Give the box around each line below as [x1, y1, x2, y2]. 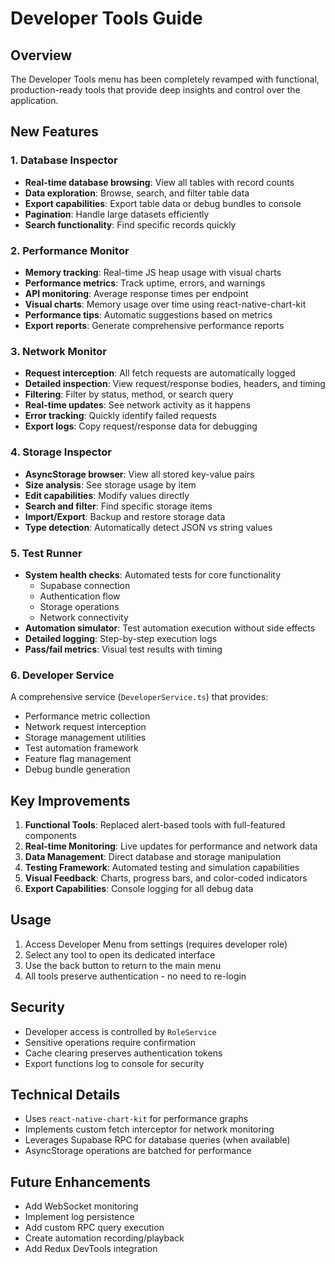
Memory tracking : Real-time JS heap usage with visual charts [24, 266, 282, 278]
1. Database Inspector [10, 153, 118, 167]
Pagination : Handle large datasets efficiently [24, 208, 210, 220]
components [24, 829, 77, 841]
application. [10, 95, 59, 106]
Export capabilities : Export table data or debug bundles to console [24, 197, 302, 209]
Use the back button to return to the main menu [24, 959, 222, 971]
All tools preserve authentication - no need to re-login [24, 970, 247, 982]
